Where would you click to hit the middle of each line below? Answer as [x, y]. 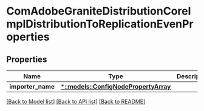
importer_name [32, 86]
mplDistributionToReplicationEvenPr [100, 24]
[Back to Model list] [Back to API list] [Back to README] [76, 102]
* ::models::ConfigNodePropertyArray [116, 86]
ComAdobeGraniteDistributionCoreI [99, 11]
